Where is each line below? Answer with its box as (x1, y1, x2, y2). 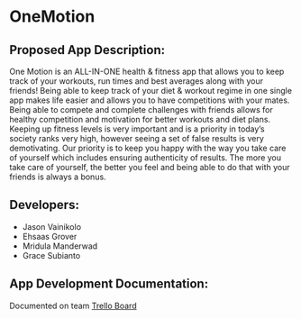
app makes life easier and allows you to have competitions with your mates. (9, 95, 290, 105)
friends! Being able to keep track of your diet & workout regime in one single (9, 86, 293, 96)
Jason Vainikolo (22, 221, 82, 232)
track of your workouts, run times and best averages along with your (9, 76, 264, 87)
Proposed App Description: (9, 42, 165, 58)
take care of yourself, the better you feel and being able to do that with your (9, 162, 290, 172)
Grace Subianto (22, 250, 81, 260)
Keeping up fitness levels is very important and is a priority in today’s (9, 123, 265, 134)
